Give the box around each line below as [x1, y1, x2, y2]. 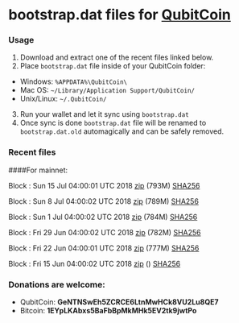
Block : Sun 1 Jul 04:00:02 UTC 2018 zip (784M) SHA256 [8, 212, 198, 222]
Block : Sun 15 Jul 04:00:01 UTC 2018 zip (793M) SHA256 [8, 180, 200, 190]
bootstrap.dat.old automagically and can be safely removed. [19, 126, 225, 136]
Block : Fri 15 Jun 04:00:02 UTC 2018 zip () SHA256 [8, 259, 181, 268]
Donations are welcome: [8, 279, 106, 290]
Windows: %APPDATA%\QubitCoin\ [19, 77, 127, 86]
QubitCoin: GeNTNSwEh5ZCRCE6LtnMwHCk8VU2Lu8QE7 [19, 297, 219, 307]
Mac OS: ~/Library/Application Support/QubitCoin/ [19, 85, 196, 95]
